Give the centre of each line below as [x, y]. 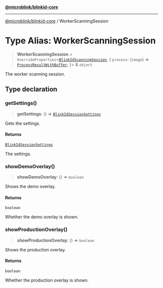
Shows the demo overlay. [30, 187]
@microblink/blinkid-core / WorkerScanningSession [57, 21]
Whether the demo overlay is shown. [42, 217]
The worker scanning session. [35, 74]
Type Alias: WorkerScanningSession [81, 41]
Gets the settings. [23, 123]
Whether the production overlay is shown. [47, 280]
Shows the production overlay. [36, 250]
